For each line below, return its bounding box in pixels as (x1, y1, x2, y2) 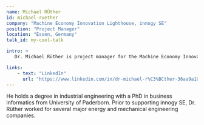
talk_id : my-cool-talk (6, 37, 64, 43)
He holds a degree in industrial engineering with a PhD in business (6, 92, 172, 100)
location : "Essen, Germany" (6, 32, 78, 38)
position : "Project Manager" (6, 25, 80, 32)
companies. (6, 112, 36, 119)
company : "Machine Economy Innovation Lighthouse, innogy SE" (6, 20, 167, 26)
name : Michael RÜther (6, 8, 61, 15)
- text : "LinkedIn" (17, 70, 67, 76)
